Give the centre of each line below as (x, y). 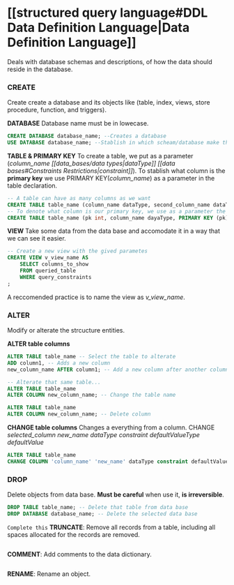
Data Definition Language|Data (99, 28)
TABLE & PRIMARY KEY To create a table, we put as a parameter (100, 155)
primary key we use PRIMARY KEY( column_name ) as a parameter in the (111, 178)
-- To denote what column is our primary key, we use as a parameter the (117, 211)
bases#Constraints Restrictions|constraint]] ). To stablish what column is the (116, 170)
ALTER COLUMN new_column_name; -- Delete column (79, 414)
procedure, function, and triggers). (57, 110)
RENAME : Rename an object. (49, 574)
